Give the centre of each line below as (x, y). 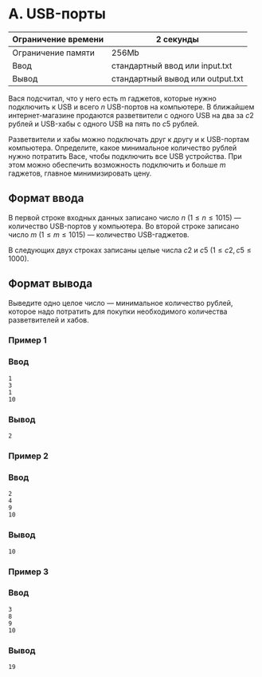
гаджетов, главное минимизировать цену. (80, 173)
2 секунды (177, 39)
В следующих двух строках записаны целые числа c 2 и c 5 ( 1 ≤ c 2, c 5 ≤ (130, 250)
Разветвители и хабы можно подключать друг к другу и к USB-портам (129, 139)
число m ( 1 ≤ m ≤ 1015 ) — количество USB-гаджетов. (99, 234)
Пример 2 (29, 456)
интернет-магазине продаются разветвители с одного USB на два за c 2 (131, 115)
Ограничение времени (58, 39)
